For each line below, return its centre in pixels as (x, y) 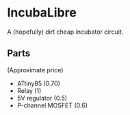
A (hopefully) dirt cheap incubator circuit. (65, 32)
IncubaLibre (42, 13)
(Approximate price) (35, 70)
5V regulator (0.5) (42, 98)
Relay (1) (29, 90)
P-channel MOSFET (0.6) (52, 105)
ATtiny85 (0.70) (38, 83)
